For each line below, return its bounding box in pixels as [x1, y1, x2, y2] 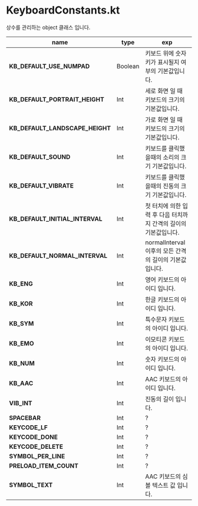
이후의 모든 [145, 247, 174, 255]
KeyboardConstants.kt [6, 4, 120, 17]
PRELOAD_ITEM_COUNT [9, 461, 78, 469]
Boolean [116, 62, 140, 70]
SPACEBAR [9, 413, 41, 422]
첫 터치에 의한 [145, 202, 181, 210]
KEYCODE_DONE [9, 433, 58, 441]
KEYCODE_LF [9, 423, 48, 431]
